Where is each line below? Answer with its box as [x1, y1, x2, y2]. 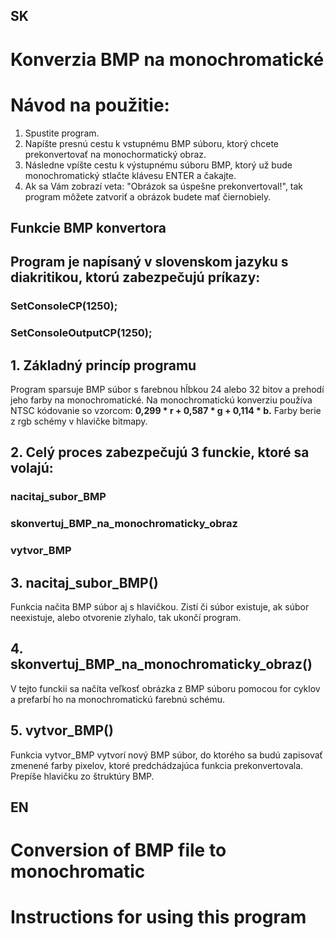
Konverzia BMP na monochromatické [10, 48, 325, 71]
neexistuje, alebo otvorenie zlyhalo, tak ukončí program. [10, 611, 242, 623]
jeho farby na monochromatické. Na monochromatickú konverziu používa [10, 394, 313, 406]
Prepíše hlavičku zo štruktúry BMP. [10, 770, 155, 782]
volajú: [10, 460, 54, 477]
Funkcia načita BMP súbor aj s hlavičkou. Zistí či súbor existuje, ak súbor [10, 600, 310, 613]
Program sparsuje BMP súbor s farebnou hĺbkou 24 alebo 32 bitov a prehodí [10, 383, 325, 395]
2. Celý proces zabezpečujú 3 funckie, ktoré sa [10, 444, 310, 461]
